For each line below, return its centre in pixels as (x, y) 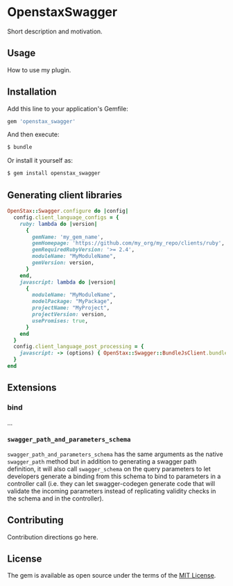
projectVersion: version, (70, 314)
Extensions (32, 388)
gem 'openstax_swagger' (42, 121)
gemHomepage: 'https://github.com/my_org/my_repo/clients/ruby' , (129, 243)
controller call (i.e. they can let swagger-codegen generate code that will (111, 483)
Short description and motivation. (55, 31)
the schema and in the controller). (55, 498)
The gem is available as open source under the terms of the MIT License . (112, 576)
